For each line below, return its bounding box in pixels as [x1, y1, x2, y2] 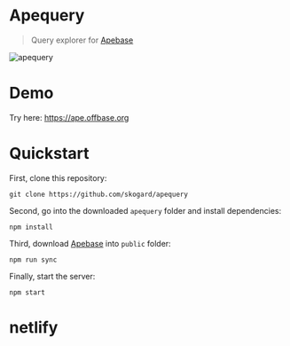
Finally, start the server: [9, 271, 96, 281]
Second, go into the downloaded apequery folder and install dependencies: [9, 205, 282, 216]
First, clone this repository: [9, 172, 107, 183]
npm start [9, 287, 46, 297]
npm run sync [9, 255, 58, 264]
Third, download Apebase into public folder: [9, 238, 171, 248]
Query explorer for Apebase [30, 35, 134, 45]
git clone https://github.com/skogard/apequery [9, 190, 189, 199]
